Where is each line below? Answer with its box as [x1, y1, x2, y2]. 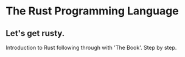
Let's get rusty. [5, 28, 65, 38]
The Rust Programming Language [5, 4, 179, 18]
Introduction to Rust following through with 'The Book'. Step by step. [5, 44, 177, 51]
